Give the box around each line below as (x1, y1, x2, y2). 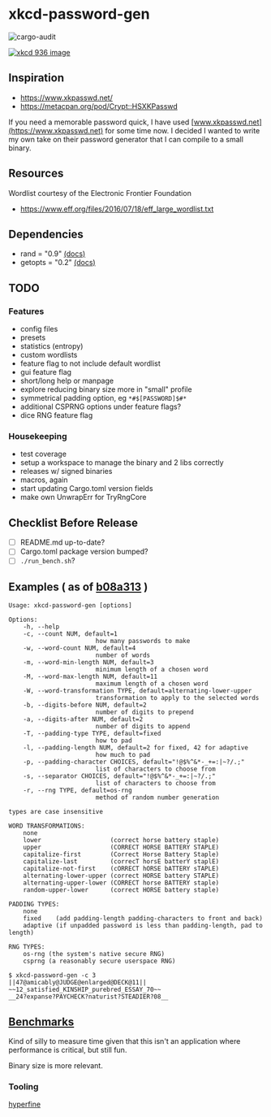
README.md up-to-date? (19, 537, 105, 547)
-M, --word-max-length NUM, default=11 (23, 672, 158, 681)
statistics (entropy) (19, 341, 84, 351)
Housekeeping (8, 430, 67, 441)
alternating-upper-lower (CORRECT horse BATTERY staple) (23, 879, 220, 887)
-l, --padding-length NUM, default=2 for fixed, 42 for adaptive (23, 744, 249, 752)
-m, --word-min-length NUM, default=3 (23, 658, 154, 667)
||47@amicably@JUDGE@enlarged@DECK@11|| (8, 979, 148, 987)
